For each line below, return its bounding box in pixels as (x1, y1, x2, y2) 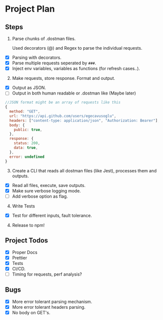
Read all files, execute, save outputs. (12, 182, 86, 188)
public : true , (14, 127, 42, 132)
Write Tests (12, 203, 35, 209)
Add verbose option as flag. (12, 193, 68, 199)
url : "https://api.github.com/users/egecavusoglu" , (9, 113, 117, 118)
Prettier (12, 255, 27, 261)
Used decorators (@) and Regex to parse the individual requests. (12, 45, 143, 51)
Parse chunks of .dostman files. (12, 36, 76, 41)
